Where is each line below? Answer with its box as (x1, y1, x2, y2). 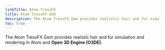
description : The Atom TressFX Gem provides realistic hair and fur (5, 16, 148, 21)
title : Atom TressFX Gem (5, 12, 56, 17)
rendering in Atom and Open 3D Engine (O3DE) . (5, 40, 103, 46)
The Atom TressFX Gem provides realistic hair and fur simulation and (5, 34, 144, 40)
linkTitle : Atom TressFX (5, 7, 56, 12)
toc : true (5, 21, 26, 26)
